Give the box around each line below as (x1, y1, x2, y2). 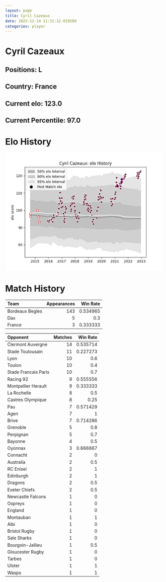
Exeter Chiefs (7, 487, 35, 493)
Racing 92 (7, 376, 28, 382)
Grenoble (7, 424, 26, 430)
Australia (7, 459, 26, 465)
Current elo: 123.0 (5, 99, 62, 108)
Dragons (7, 480, 25, 486)
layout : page (5, 8, 32, 13)
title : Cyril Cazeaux (5, 13, 50, 18)
